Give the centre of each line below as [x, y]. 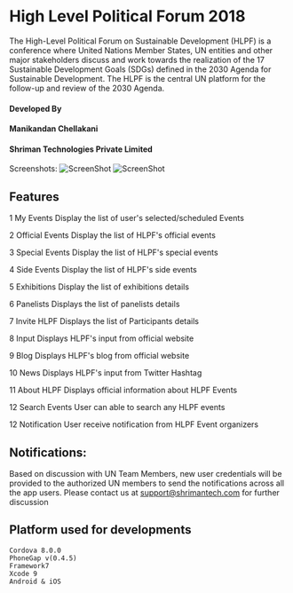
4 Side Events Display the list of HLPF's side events [103, 270]
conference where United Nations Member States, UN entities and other [141, 50]
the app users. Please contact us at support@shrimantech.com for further [144, 492]
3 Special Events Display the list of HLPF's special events [114, 253]
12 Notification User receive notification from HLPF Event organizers [134, 424]
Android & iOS [36, 581]
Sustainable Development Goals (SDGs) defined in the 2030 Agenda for [140, 69]
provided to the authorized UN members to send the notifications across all [147, 483]
